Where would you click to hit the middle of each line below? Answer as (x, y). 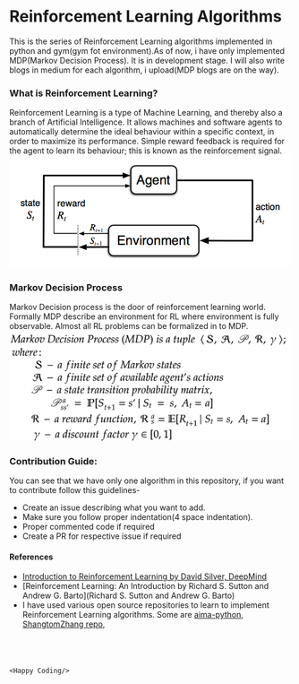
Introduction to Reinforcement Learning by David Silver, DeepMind (144, 576)
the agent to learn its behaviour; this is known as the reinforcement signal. (146, 151)
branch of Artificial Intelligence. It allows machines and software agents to (146, 122)
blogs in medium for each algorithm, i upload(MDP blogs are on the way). (144, 70)
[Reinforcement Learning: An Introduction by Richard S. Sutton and (145, 586)
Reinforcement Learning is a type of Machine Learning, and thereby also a (146, 113)
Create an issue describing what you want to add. (114, 507)
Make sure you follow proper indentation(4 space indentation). (137, 517)
